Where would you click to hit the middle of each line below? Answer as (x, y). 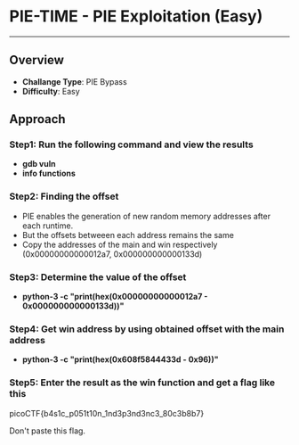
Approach (37, 119)
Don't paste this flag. (48, 431)
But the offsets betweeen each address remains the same (128, 235)
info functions (48, 173)
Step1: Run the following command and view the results (131, 144)
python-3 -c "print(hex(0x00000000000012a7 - (115, 297)
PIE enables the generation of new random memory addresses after (146, 216)
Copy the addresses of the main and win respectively (120, 244)
